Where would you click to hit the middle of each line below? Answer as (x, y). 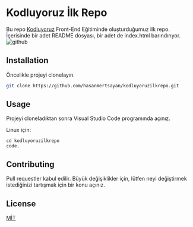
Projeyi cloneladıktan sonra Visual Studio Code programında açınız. (88, 118)
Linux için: (19, 130)
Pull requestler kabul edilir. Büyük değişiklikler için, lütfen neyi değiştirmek (96, 179)
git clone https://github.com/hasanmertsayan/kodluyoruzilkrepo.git (93, 86)
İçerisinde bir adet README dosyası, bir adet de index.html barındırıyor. (94, 35)
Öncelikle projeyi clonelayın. (41, 75)
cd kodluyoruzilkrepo (33, 141)
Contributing (30, 164)
